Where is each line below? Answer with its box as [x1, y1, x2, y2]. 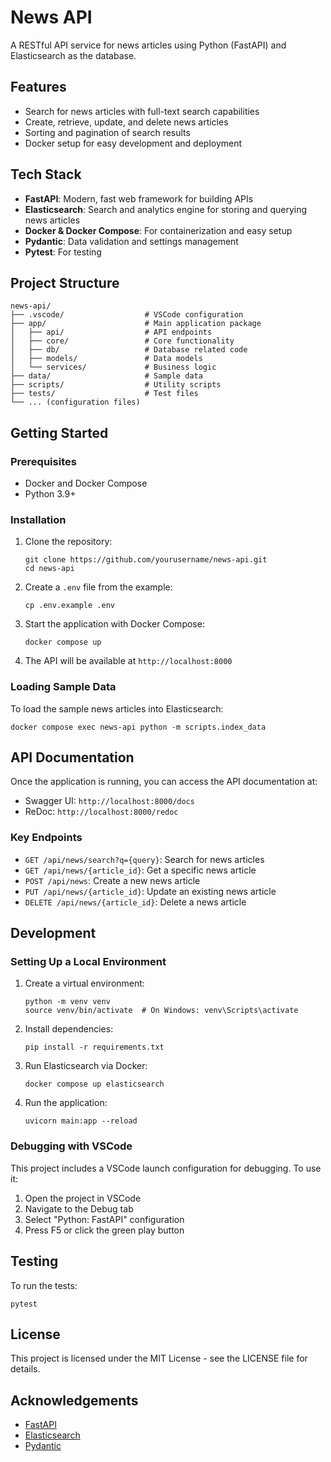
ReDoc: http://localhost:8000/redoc [24, 806, 179, 818]
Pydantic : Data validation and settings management [24, 235, 239, 247]
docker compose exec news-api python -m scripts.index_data [10, 722, 267, 732]
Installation [10, 512, 67, 526]
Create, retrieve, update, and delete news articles [24, 116, 229, 128]
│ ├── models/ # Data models [10, 354, 203, 364]
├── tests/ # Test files [10, 389, 199, 399]
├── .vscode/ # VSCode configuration [10, 310, 244, 320]
